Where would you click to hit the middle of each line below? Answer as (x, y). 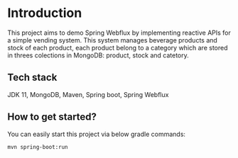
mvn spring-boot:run (38, 147)
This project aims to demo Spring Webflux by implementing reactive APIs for (119, 33)
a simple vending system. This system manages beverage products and (113, 40)
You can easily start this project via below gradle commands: (97, 134)
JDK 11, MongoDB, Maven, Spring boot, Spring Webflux (88, 94)
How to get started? (52, 117)
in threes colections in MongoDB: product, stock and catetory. (98, 55)
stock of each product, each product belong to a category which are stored (118, 47)
